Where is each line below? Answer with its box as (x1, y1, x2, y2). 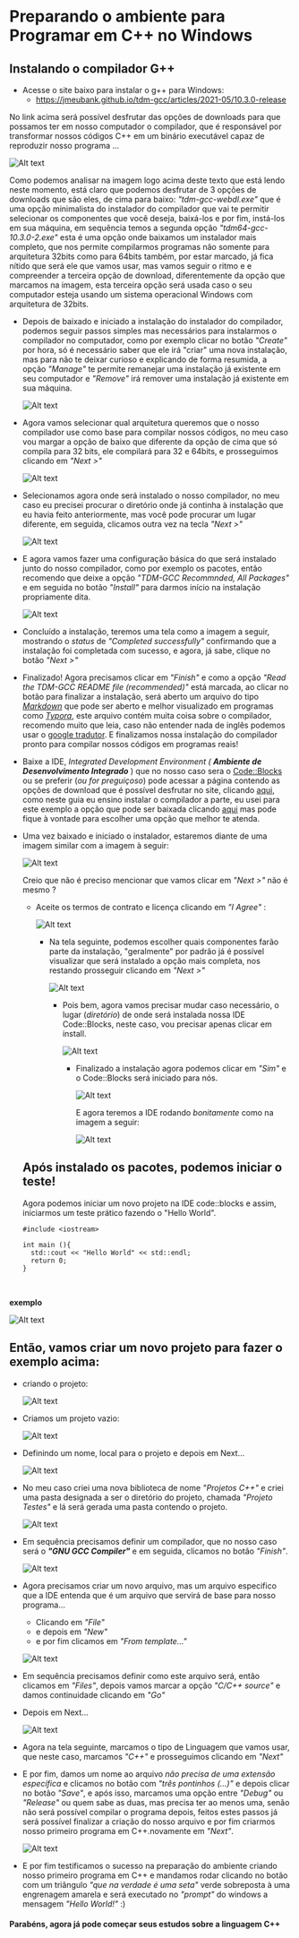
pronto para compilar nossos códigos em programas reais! (21, 739, 239, 749)
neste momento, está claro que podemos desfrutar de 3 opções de (9, 185, 257, 194)
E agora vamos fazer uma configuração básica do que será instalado (21, 554, 277, 564)
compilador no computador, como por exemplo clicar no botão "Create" (21, 335, 288, 346)
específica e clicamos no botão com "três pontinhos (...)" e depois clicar (21, 1778, 290, 1788)
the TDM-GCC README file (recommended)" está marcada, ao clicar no (21, 682, 289, 692)
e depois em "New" (35, 1626, 108, 1637)
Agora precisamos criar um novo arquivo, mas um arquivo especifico (21, 1580, 278, 1591)
